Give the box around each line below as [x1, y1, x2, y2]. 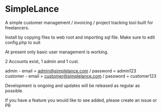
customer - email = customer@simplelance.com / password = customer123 [5, 73, 157, 79]
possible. [5, 88, 23, 93]
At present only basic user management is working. [5, 49, 109, 55]
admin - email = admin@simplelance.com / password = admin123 [5, 67, 137, 74]
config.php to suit [5, 39, 40, 45]
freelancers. [5, 24, 29, 30]
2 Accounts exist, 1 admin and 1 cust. [5, 58, 80, 64]
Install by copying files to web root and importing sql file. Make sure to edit [5, 34, 155, 40]
